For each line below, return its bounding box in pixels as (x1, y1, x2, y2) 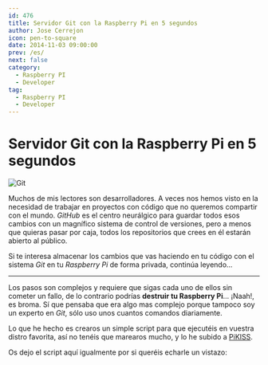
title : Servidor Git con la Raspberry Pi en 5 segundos (8, 19, 198, 27)
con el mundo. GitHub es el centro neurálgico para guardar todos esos (8, 210, 240, 220)
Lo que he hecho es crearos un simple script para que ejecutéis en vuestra (8, 324, 254, 333)
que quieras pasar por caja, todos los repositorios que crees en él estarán (8, 228, 251, 237)
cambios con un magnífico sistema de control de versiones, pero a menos (8, 219, 251, 229)
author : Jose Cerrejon (8, 26, 84, 34)
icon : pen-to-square (8, 33, 77, 42)
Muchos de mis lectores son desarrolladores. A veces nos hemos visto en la (8, 194, 258, 203)
